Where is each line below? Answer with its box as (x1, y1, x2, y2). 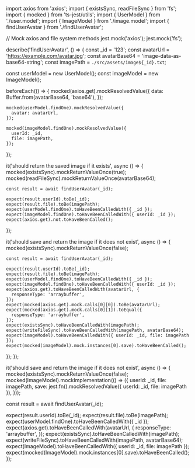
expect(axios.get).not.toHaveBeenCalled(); (6, 217, 114, 223)
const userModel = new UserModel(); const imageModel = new (6, 70, 159, 77)
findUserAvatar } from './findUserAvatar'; (6, 23, 103, 30)
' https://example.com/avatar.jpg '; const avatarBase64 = (6, 53, 141, 59)
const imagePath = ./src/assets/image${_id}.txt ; (44, 58, 166, 65)
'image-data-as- (141, 53, 182, 59)
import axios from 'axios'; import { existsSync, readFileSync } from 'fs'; (6, 5, 177, 12)
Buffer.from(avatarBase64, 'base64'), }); (6, 93, 103, 100)
